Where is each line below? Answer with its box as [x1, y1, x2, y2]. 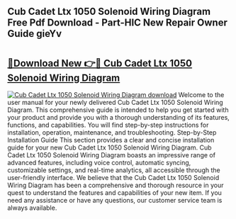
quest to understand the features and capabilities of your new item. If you [7, 189, 222, 197]
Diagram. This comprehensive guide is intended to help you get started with [7, 106, 229, 114]
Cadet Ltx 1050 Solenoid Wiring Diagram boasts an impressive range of [7, 151, 216, 159]
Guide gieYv [7, 28, 62, 40]
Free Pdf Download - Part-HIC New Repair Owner [7, 17, 228, 29]
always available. [7, 203, 57, 212]
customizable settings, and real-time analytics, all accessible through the [7, 166, 221, 174]
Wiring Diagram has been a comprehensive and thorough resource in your [7, 181, 224, 189]
